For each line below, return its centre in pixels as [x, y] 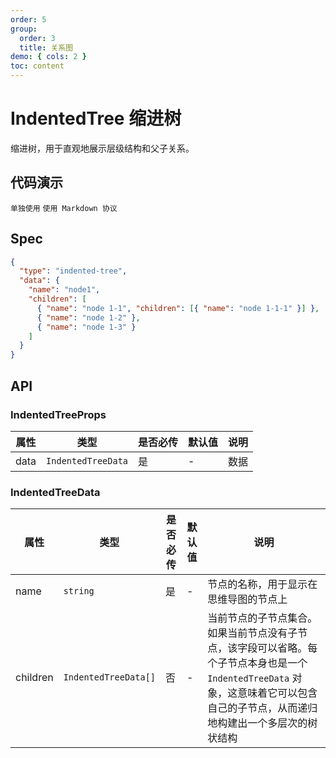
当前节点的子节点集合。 [262, 618]
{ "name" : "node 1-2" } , [88, 317]
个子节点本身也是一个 [257, 663]
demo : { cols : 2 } [48, 57]
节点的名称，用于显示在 [262, 584]
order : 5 [28, 19]
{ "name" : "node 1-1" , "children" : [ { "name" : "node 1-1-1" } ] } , [178, 308]
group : [24, 29]
